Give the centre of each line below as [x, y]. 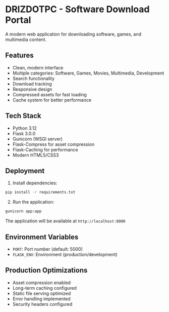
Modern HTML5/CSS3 [36, 155]
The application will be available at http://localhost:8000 [65, 221]
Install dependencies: [35, 183]
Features [19, 55]
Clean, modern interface [38, 67]
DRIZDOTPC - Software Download [77, 9]
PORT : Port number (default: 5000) [48, 249]
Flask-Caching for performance [45, 149]
